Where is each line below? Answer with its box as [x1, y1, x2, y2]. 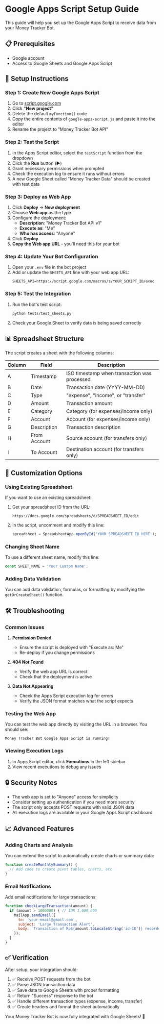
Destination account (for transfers [66, 446, 144, 453]
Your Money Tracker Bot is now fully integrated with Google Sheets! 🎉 [5, 1013, 145, 1019]
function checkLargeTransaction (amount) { [5, 903, 93, 909]
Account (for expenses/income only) [66, 416, 150, 423]
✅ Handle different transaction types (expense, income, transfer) [12, 998, 143, 1004]
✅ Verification [5, 953, 49, 962]
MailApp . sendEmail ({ [14, 913, 56, 918]
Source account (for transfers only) [66, 435, 147, 442]
